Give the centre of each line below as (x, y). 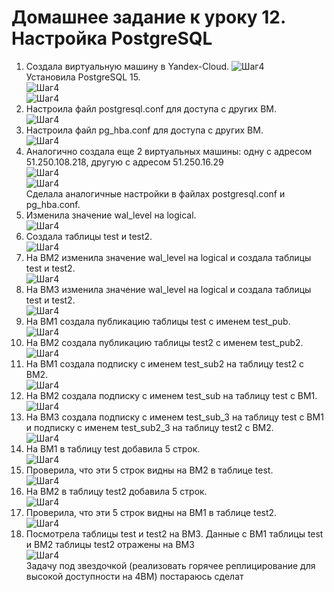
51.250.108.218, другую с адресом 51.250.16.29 (124, 162)
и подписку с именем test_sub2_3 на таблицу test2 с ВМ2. (149, 427)
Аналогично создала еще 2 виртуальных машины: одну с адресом (169, 151)
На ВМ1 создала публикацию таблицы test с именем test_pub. (158, 321)
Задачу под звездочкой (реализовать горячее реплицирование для (170, 565)
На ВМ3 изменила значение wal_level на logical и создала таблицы (168, 289)
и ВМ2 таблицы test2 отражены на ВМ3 (110, 544)
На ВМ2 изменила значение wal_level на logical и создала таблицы (168, 257)
